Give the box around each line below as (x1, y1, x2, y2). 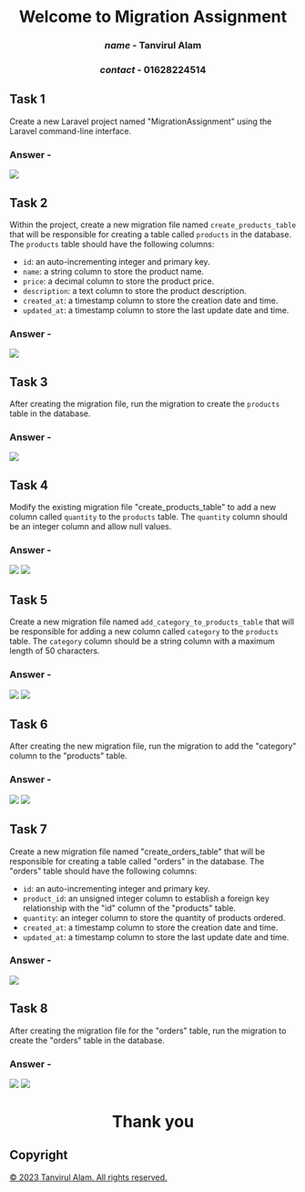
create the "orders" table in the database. (9, 1034, 166, 1046)
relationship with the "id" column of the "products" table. (22, 902, 237, 914)
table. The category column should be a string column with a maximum (9, 636, 275, 647)
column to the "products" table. (9, 750, 127, 761)
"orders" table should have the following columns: (9, 865, 198, 876)
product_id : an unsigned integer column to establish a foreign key (22, 893, 270, 904)
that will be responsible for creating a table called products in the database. (9, 228, 292, 239)
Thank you (112, 1112, 194, 1133)
